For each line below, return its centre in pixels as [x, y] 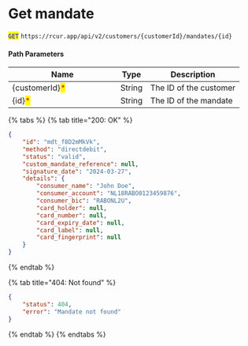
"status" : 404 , [47, 304]
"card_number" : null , [72, 215]
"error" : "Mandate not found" [72, 312]
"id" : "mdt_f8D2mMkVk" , [61, 142]
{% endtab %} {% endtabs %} [57, 334]
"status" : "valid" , [54, 156]
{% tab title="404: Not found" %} [62, 283]
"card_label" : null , [70, 230]
